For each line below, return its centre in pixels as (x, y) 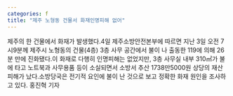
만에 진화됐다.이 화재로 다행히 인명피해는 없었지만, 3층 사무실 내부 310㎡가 (116, 59)
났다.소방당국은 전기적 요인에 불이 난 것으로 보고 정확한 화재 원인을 (116, 76)
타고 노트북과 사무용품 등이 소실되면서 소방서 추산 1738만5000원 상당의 (112, 67)
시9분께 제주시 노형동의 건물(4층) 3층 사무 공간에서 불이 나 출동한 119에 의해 (111, 50)
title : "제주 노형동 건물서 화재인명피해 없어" (66, 20)
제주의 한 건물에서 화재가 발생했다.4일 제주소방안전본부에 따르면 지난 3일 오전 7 (116, 41)
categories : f (28, 14)
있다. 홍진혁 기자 (37, 85)
